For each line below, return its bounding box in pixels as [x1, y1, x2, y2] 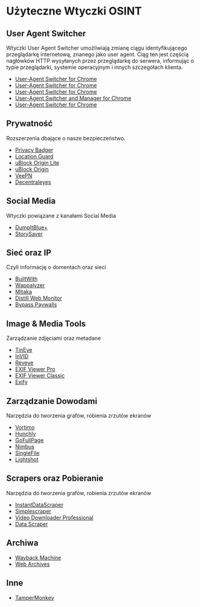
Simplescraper [14, 507, 52, 514]
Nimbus [14, 443, 35, 450]
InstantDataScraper [14, 501, 64, 508]
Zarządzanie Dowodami [6, 396, 98, 406]
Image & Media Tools [6, 319, 86, 329]
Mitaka [14, 288, 32, 296]
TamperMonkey [14, 594, 54, 601]
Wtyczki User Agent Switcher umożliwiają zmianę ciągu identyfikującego [6, 44, 188, 51]
